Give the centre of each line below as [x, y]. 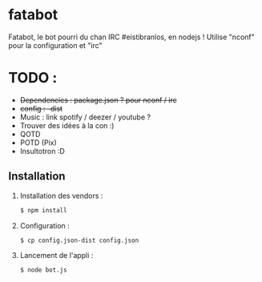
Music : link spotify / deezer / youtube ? [85, 117]
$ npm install [43, 210]
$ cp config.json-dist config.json [79, 240]
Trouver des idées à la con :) [67, 125]
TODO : [33, 78]
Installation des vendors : [61, 195]
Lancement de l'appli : [56, 256]
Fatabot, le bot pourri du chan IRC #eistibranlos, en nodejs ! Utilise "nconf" [131, 37]
